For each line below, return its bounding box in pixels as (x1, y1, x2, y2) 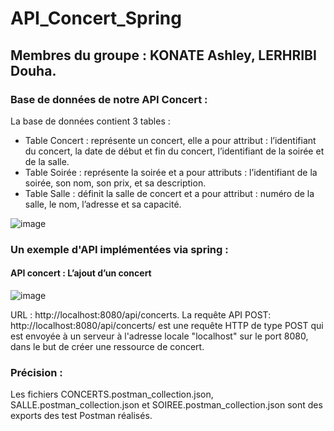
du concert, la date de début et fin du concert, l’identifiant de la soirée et (24, 145, 325, 157)
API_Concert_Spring (10, 7, 182, 30)
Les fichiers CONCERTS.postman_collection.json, (10, 388, 214, 401)
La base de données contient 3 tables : (10, 115, 171, 127)
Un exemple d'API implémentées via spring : (10, 242, 229, 256)
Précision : (10, 365, 63, 379)
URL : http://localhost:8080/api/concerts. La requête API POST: (10, 309, 272, 321)
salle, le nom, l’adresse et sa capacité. (24, 198, 182, 210)
